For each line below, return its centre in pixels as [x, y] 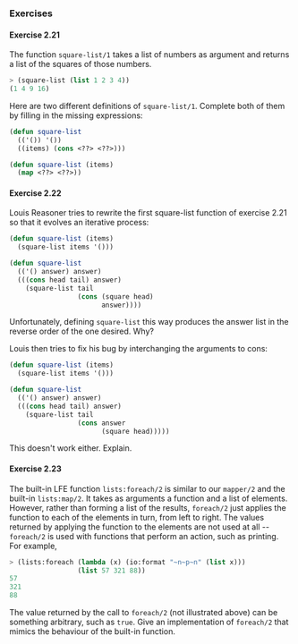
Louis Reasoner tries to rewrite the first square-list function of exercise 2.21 [149, 213]
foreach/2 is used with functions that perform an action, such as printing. [144, 536]
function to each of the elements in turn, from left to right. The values [137, 517]
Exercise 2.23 [35, 469]
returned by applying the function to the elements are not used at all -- [140, 527]
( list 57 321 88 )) [111, 571]
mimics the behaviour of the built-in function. [93, 631]
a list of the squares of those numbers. [81, 64]
